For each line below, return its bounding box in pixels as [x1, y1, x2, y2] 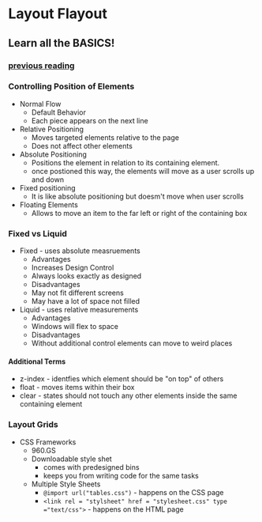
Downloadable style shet [31, 454, 112, 463]
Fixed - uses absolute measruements [19, 246, 140, 255]
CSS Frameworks [19, 437, 77, 447]
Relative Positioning [19, 124, 84, 134]
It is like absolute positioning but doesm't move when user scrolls [31, 191, 245, 201]
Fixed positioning [19, 183, 77, 192]
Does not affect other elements [31, 141, 133, 150]
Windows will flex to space [31, 322, 119, 331]
